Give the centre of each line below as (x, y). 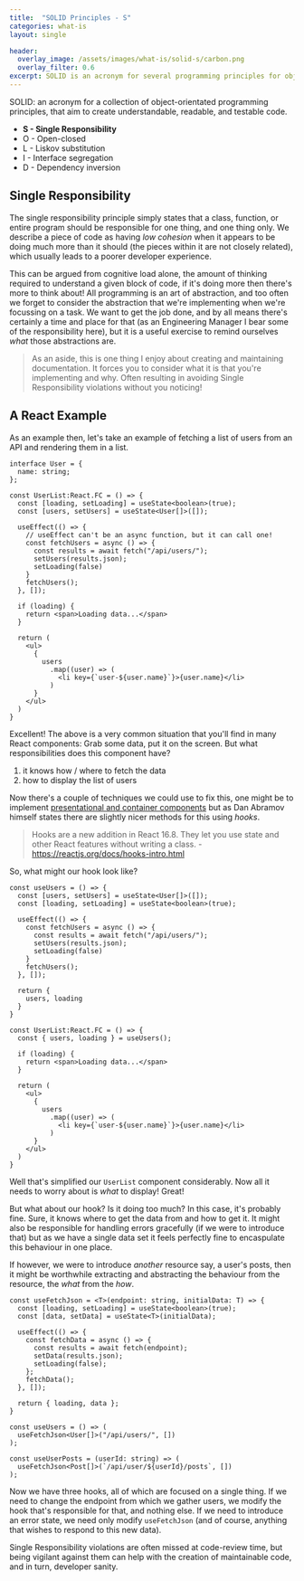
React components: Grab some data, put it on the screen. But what (133, 743)
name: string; (44, 471)
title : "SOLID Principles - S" (70, 18)
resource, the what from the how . (71, 1283)
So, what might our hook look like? (74, 871)
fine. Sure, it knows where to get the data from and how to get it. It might (145, 1218)
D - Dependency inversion (71, 167)
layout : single (38, 34)
